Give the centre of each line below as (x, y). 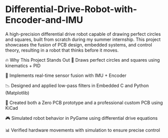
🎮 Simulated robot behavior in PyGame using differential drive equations (82, 118)
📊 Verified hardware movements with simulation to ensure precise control (83, 130)
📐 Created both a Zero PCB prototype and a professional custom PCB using (84, 103)
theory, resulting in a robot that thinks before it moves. (62, 50)
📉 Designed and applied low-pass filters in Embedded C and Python (77, 85)
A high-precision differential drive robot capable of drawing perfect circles (83, 34)
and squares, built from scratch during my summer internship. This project (83, 39)
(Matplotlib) (17, 93)
